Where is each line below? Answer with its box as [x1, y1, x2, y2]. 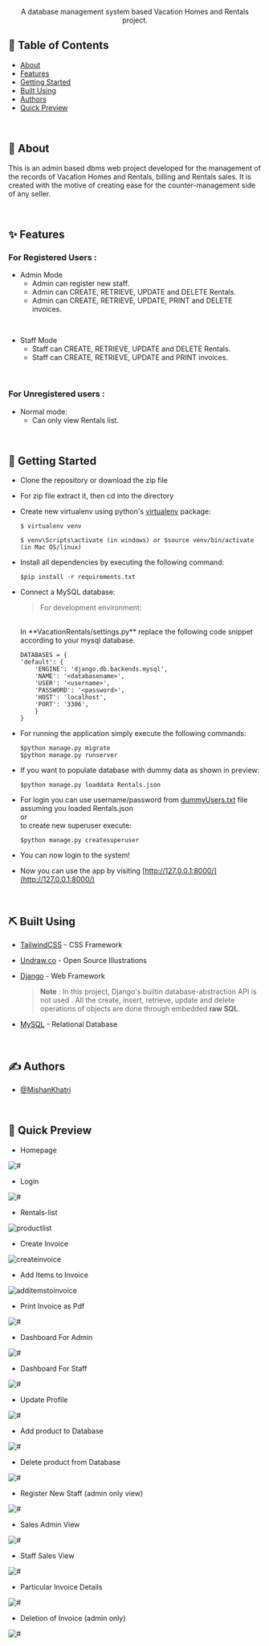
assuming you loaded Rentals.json [19, 804, 134, 813]
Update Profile [19, 1395, 68, 1404]
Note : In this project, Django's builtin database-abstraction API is [39, 986, 257, 997]
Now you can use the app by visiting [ [19, 866, 145, 876]
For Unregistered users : [8, 388, 105, 399]
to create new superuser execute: [19, 821, 132, 830]
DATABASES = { [19, 651, 67, 660]
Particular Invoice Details [19, 1582, 103, 1591]
